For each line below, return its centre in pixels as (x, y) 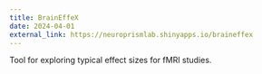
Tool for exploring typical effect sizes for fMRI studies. (111, 60)
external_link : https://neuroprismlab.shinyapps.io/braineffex (131, 34)
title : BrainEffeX (44, 18)
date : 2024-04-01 (42, 26)
